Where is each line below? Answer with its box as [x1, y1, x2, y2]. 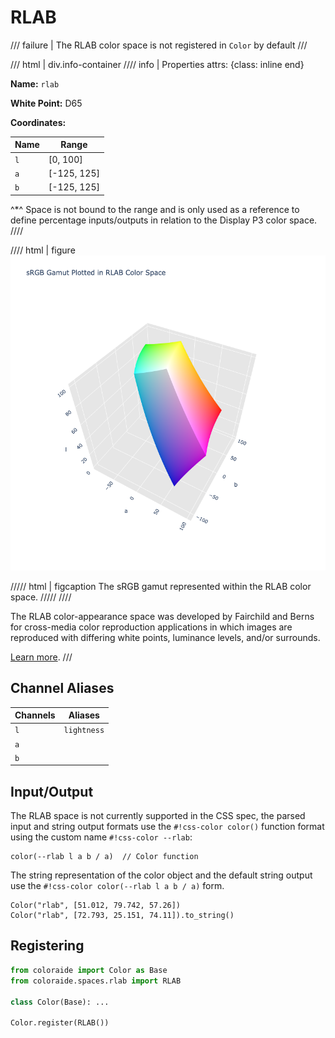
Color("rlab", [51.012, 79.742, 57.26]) [10, 901, 182, 911]
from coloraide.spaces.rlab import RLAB [10, 976, 182, 986]
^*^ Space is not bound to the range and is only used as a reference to [10, 203, 300, 215]
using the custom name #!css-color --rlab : [10, 831, 193, 843]
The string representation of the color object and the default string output [10, 869, 313, 881]
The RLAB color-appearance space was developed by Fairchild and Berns [10, 610, 315, 622]
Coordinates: [10, 116, 67, 128]
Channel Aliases [10, 680, 115, 697]
